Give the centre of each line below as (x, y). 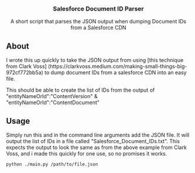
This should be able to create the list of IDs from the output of (81, 90)
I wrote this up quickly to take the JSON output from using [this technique (95, 60)
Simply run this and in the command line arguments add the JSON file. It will (98, 135)
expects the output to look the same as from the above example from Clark (97, 147)
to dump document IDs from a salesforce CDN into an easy (116, 72)
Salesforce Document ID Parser (98, 9)
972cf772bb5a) (25, 72)
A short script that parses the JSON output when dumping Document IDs (98, 22)
